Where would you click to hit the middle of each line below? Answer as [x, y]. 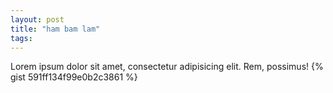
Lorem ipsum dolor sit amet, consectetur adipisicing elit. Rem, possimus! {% [167, 67]
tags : [21, 38]
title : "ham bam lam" [55, 29]
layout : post [37, 19]
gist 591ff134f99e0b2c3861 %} [74, 77]
